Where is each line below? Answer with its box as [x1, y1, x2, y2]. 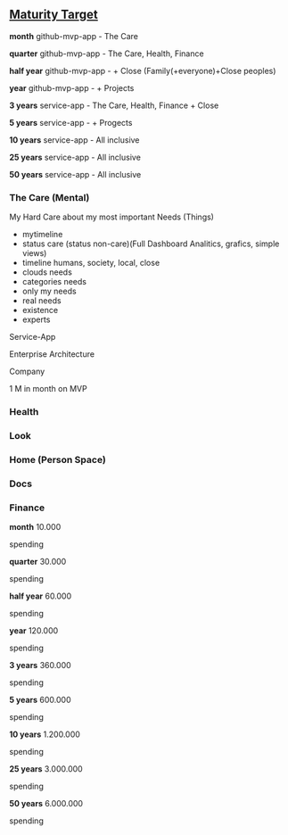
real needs [21, 295, 62, 306]
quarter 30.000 [9, 557, 67, 567]
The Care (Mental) [9, 191, 90, 203]
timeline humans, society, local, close [21, 258, 160, 269]
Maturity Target [9, 7, 98, 22]
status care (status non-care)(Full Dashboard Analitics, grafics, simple [21, 238, 280, 249]
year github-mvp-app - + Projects [9, 82, 135, 93]
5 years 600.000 [9, 695, 71, 706]
